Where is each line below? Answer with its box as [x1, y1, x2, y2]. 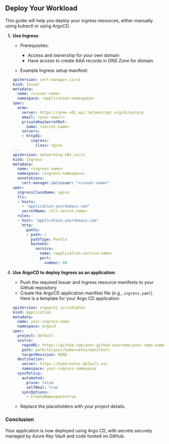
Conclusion [5, 416, 34, 423]
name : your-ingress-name [17, 319, 70, 324]
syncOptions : [22, 389, 49, 394]
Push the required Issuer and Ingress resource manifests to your [20, 279, 154, 285]
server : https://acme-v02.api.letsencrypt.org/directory [22, 110, 144, 115]
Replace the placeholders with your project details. [20, 404, 126, 410]
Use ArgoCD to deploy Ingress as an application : [12, 269, 117, 275]
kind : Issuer [12, 82, 40, 87]
